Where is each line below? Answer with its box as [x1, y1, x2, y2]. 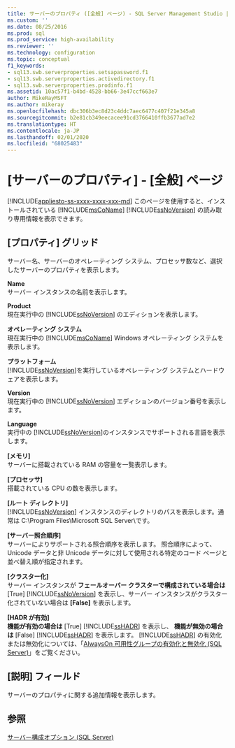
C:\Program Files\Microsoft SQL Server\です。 [20, 516, 154, 524]
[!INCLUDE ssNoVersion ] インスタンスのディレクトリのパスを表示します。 [7, 508, 218, 516]
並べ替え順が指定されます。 [7, 557, 87, 566]
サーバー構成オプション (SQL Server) [7, 733, 114, 741]
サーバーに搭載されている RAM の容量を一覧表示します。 [7, 460, 171, 468]
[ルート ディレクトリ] [7, 498, 69, 507]
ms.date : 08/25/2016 [7, 23, 68, 30]
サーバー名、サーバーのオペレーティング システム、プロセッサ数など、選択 [7, 257, 222, 265]
